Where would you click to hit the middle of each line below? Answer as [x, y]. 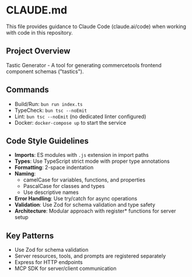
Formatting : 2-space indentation [54, 167]
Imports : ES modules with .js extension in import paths [81, 155]
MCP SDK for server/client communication [65, 269]
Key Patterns [30, 236]
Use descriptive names [51, 192]
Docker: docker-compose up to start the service [70, 122]
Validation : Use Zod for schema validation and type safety [85, 205]
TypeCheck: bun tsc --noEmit [51, 110]
